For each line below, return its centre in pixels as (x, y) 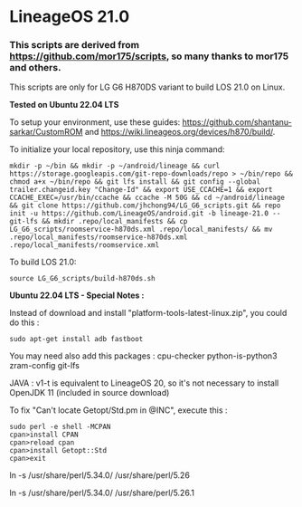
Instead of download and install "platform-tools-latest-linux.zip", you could (148, 313)
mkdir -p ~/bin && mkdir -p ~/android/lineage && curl (115, 166)
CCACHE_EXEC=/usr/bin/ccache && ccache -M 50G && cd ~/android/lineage (147, 198)
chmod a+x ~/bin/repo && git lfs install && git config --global (135, 182)
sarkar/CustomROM (46, 132)
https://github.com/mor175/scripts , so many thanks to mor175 (149, 56)
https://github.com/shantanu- (237, 122)
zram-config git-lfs (44, 366)
